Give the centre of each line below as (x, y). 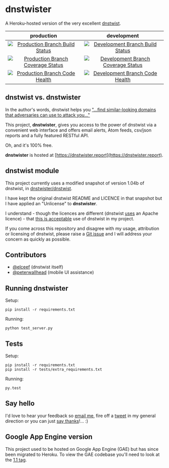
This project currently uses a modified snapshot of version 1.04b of (75, 183)
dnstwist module (32, 171)
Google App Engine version (49, 437)
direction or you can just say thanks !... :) (47, 421)
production (44, 35)
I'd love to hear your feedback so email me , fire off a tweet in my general (80, 416)
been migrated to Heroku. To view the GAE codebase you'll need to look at (82, 454)
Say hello (20, 404)
